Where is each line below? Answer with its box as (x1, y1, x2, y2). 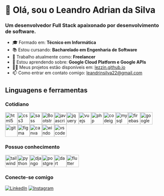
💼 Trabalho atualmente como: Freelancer (12, 54, 96, 60)
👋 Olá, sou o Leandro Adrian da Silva (5, 4, 156, 16)
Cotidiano (5, 101, 29, 108)
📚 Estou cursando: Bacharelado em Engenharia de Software (12, 47, 137, 53)
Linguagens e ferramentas (5, 86, 88, 94)
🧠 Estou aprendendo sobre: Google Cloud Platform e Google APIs (12, 59, 146, 65)
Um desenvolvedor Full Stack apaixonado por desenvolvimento (5, 22, 160, 29)
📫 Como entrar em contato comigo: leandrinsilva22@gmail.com (12, 70, 142, 76)
